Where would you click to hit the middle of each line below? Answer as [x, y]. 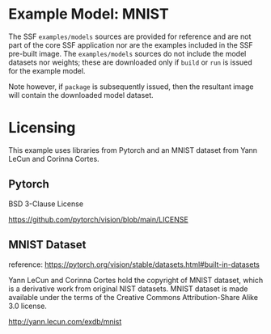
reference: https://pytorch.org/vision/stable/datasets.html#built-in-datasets [134, 264]
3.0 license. [28, 306]
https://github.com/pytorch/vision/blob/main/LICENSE [98, 219]
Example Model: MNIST [89, 14]
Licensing [42, 128]
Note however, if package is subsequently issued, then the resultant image [131, 87]
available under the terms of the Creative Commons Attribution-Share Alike [133, 297]
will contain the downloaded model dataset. [81, 95]
